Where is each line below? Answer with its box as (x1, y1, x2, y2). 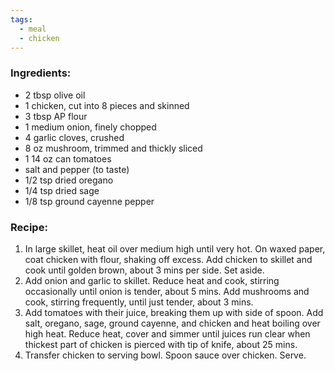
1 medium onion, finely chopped (24, 121, 157, 133)
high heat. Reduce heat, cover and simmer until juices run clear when (24, 327, 311, 340)
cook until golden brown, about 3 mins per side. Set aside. (24, 264, 265, 276)
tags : (10, 14, 33, 25)
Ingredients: (10, 66, 72, 80)
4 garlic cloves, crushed (24, 131, 125, 143)
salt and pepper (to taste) (24, 163, 130, 175)
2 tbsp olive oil (24, 89, 86, 101)
